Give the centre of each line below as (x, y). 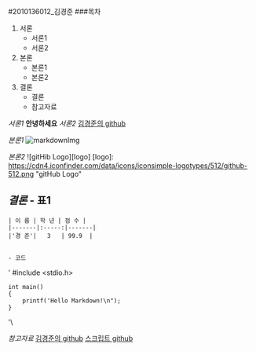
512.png (21, 174)
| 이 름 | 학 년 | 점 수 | (47, 221)
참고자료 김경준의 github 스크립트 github (71, 338)
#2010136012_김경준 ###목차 (55, 11)
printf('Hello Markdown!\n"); (72, 301)
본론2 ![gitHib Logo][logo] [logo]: (61, 157)
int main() (26, 287)
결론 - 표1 (29, 201)
